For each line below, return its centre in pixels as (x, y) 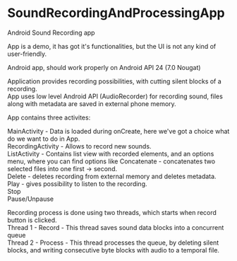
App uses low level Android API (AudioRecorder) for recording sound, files (115, 96)
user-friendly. (27, 54)
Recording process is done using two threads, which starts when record (112, 212)
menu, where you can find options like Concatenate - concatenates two (111, 161)
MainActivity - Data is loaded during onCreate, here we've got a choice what (119, 131)
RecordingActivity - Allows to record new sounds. (79, 146)
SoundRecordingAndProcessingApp (116, 13)
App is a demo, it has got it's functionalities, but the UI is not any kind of (112, 46)
